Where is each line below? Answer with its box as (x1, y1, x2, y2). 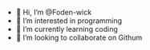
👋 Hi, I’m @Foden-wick (15, 8, 92, 17)
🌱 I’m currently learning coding (15, 25, 119, 33)
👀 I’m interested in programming (15, 16, 123, 25)
